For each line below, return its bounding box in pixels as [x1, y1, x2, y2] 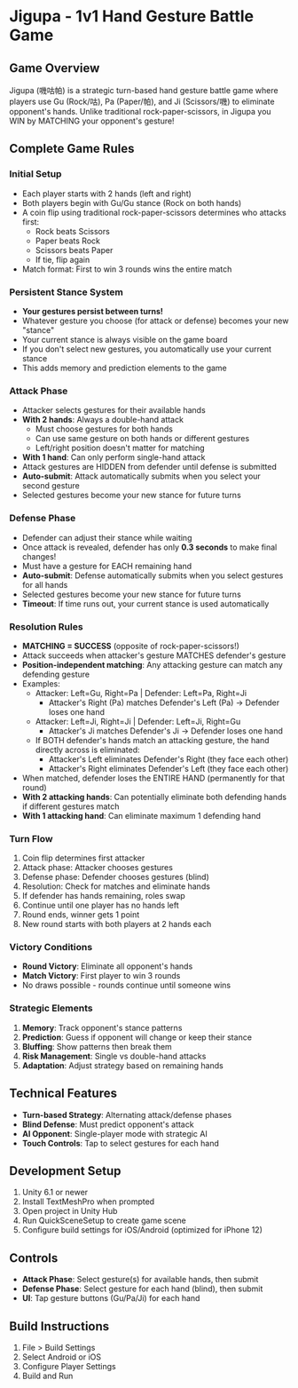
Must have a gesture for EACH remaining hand [21, 560, 192, 571]
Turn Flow [9, 832, 53, 845]
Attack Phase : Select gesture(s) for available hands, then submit [21, 1274, 259, 1285]
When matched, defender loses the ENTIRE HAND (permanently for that [21, 773, 286, 783]
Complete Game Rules [9, 141, 135, 156]
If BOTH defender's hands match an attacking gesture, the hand [35, 734, 270, 745]
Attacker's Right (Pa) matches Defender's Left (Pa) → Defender [48, 697, 280, 708]
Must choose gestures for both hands [35, 424, 174, 434]
